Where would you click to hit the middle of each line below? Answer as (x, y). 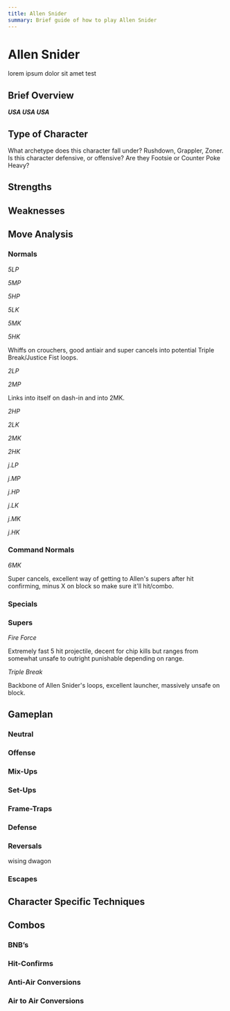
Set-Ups (22, 790)
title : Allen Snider (38, 14)
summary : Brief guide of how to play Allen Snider (82, 20)
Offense (22, 753)
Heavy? (19, 165)
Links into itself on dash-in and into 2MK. (67, 398)
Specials (23, 604)
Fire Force (22, 638)
